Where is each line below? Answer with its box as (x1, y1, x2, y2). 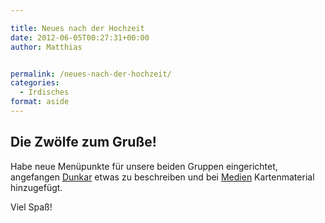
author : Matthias (10, 42, 83, 52)
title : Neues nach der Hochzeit (10, 23, 145, 33)
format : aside (10, 97, 70, 107)
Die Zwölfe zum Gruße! (10, 134, 157, 151)
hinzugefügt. (10, 181, 63, 193)
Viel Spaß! (10, 201, 53, 213)
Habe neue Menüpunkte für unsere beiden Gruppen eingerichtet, (10, 160, 278, 172)
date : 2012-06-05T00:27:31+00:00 (10, 32, 150, 43)
